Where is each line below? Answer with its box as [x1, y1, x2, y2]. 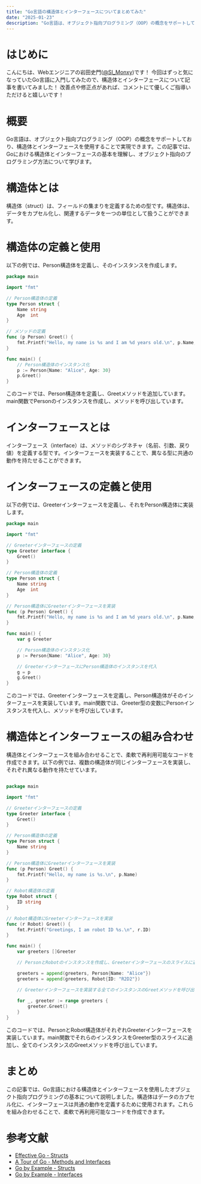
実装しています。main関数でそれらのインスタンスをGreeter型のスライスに [6, 1034, 188, 1041]
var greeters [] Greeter [17, 949, 77, 955]
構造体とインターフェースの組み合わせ [6, 730, 194, 744]
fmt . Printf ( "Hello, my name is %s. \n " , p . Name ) [17, 872, 138, 878]
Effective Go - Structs [14, 1152, 69, 1159]
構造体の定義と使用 [6, 241, 101, 254]
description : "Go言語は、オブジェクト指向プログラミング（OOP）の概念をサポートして [6, 20, 195, 26]
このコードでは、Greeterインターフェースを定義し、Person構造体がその [6, 692, 184, 699]
